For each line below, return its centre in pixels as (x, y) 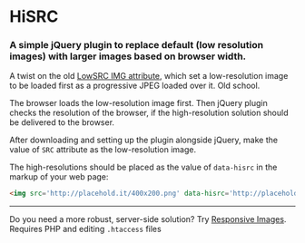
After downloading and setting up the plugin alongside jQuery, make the (144, 140)
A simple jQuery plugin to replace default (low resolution (137, 45)
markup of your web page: (59, 177)
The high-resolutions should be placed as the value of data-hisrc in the (143, 167)
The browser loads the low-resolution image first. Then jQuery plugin (138, 103)
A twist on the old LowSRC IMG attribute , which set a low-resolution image (149, 76)
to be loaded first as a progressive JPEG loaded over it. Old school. (135, 86)
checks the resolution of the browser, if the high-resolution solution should (149, 113)
